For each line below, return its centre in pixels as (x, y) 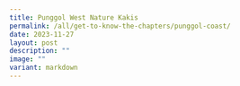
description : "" (40, 51)
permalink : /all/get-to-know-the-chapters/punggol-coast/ (120, 26)
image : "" (28, 59)
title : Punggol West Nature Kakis (74, 17)
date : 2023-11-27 (42, 34)
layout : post (34, 43)
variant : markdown (44, 68)
